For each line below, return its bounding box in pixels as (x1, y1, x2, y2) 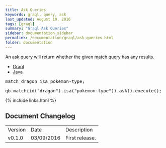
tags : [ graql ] (5, 21, 35, 27)
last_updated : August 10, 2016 (5, 17, 71, 22)
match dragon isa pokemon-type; (5, 78, 85, 84)
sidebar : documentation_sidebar (5, 31, 73, 36)
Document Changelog (5, 112, 75, 120)
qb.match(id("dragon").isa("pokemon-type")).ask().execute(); (5, 88, 162, 93)
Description (65, 126, 93, 133)
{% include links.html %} (5, 97, 56, 103)
